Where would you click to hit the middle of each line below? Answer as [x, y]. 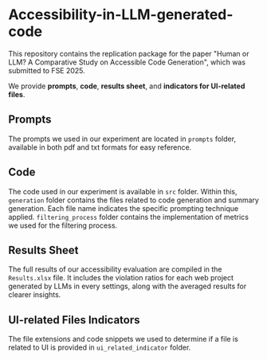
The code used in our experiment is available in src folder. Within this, [123, 191]
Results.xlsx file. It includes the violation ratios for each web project [121, 278]
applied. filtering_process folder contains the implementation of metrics [129, 217]
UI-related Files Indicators [75, 320]
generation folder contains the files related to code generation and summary [133, 200]
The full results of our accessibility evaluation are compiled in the [115, 269]
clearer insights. [35, 295]
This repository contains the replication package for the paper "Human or [129, 53]
